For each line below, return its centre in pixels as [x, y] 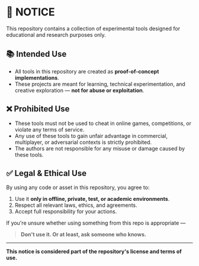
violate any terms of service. [49, 129]
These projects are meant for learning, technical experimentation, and [100, 84]
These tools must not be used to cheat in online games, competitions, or [103, 123]
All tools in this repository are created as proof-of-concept [87, 71]
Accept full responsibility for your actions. [66, 211]
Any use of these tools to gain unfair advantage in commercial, [91, 136]
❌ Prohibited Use [38, 109]
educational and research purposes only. [56, 34]
